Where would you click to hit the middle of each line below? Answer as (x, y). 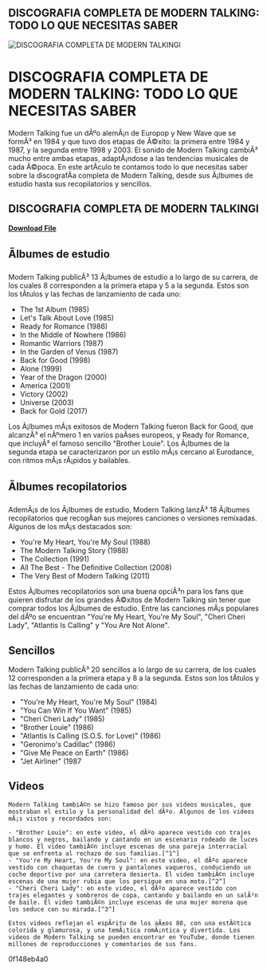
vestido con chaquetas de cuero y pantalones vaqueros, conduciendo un (130, 867)
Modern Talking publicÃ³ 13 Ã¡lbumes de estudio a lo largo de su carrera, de (133, 277)
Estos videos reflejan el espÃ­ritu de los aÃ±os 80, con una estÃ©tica (130, 923)
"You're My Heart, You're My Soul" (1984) (88, 702)
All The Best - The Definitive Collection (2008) (96, 567)
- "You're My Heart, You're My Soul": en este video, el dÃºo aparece (128, 860)
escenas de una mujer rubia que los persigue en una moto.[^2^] (117, 881)
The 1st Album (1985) (55, 309)
